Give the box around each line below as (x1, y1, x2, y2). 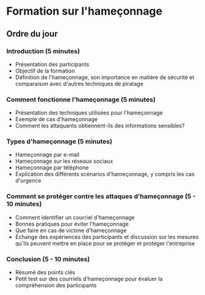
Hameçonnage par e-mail (15, 151, 80, 158)
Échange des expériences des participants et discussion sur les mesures (15, 233, 199, 240)
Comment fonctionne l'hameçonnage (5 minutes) (6, 95, 156, 104)
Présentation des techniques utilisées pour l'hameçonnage (15, 109, 164, 116)
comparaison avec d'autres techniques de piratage (15, 80, 143, 87)
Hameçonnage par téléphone (15, 164, 89, 171)
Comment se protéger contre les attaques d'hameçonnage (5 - (6, 192, 196, 201)
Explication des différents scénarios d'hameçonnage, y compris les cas (15, 171, 195, 178)
